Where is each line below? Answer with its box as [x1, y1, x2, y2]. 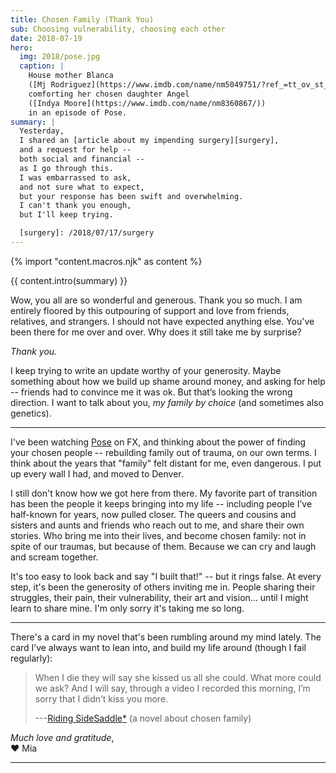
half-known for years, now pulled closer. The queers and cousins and [10, 508, 297, 520]
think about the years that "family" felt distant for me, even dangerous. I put [10, 457, 322, 469]
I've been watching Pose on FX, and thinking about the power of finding [10, 436, 307, 448]
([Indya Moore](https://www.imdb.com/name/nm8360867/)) [28, 98, 267, 108]
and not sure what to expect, [19, 182, 145, 192]
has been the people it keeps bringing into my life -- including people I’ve [10, 497, 313, 510]
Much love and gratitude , [10, 731, 115, 743]
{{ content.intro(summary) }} [10, 274, 128, 286]
